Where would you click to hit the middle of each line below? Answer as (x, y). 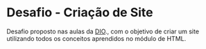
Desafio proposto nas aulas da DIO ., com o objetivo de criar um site (103, 31)
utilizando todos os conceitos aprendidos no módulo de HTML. (96, 38)
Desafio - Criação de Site (80, 13)
